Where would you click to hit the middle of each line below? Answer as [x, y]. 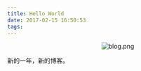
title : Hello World [36, 14]
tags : [15, 26]
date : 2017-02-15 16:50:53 [47, 20]
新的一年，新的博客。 [38, 61]
